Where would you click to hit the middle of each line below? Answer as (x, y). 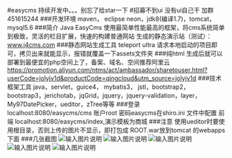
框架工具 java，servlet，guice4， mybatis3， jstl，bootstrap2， (98, 87)
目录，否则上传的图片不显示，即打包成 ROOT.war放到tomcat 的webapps (122, 130)
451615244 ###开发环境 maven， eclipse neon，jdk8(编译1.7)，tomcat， (111, 19)
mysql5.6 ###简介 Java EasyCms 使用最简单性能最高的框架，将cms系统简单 (116, 27)
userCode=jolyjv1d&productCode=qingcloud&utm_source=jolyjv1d (102, 78)
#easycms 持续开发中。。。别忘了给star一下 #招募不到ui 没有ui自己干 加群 (110, 10)
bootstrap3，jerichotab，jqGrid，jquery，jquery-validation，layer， (104, 95)
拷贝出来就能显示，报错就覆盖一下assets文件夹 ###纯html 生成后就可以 (121, 53)
